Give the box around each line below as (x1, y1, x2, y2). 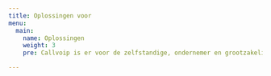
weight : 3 (23, 42, 56, 50)
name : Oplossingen (23, 34, 85, 42)
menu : (8, 19, 27, 27)
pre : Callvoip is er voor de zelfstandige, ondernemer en (23, 49, 222, 57)
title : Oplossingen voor (8, 11, 92, 20)
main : (15, 26, 35, 34)
